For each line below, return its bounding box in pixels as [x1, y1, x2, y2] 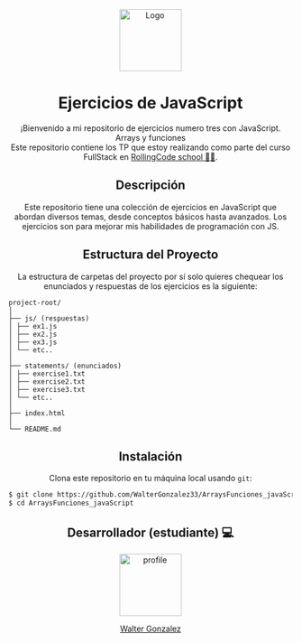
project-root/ [8, 298, 62, 307]
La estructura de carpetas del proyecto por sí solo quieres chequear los [17, 271, 284, 282]
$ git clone [8, 490, 53, 499]
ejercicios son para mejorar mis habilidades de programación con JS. [22, 220, 279, 231]
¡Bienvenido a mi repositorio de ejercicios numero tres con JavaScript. [20, 122, 281, 134]
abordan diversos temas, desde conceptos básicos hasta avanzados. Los [14, 211, 288, 222]
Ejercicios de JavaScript [58, 93, 243, 114]
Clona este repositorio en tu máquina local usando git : [48, 473, 253, 484]
